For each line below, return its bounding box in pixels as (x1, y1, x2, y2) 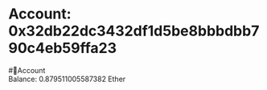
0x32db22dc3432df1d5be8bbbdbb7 (8, 22, 260, 40)
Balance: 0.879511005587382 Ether (8, 74, 126, 84)
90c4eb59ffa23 (8, 39, 117, 57)
